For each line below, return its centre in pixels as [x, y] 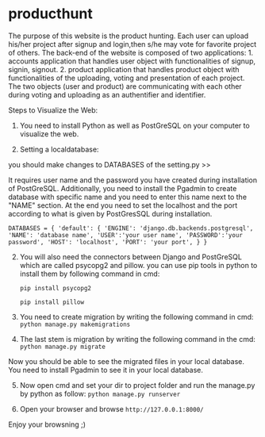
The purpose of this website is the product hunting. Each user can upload [129, 36]
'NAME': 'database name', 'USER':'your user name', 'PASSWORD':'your [126, 235]
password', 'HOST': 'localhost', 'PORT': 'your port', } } [108, 242]
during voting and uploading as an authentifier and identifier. [107, 94]
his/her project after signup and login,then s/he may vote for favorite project [132, 44]
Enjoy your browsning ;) [47, 424]
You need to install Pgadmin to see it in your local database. [106, 370]
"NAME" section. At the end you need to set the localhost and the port [123, 205]
